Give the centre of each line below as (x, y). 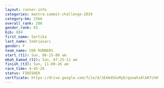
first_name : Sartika (26, 37)
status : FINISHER (23, 73)
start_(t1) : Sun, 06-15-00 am (36, 55)
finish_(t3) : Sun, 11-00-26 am (37, 64)
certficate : (17, 78)
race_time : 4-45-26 (25, 69)
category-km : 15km (24, 19)
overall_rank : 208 (24, 23)
